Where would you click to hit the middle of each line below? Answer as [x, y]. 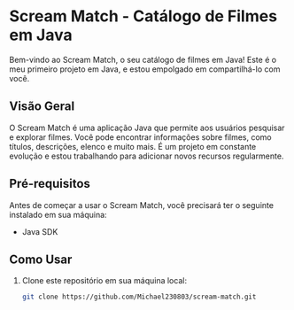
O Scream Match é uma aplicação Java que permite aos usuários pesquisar [147, 128]
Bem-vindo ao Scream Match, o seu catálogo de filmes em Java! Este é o [143, 59]
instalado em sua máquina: [58, 214]
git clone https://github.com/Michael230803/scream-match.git [139, 297]
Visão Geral [42, 107]
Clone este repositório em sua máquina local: [104, 281]
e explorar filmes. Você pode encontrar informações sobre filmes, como [140, 137]
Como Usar [41, 259]
